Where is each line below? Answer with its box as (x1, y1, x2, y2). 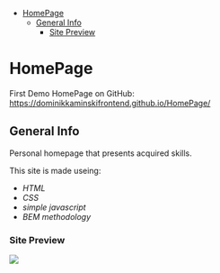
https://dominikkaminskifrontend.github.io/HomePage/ (9, 97, 211, 108)
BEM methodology (22, 211, 92, 222)
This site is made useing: (9, 165, 101, 176)
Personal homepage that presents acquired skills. (9, 148, 192, 159)
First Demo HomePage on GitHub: (9, 87, 135, 98)
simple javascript (22, 202, 87, 213)
